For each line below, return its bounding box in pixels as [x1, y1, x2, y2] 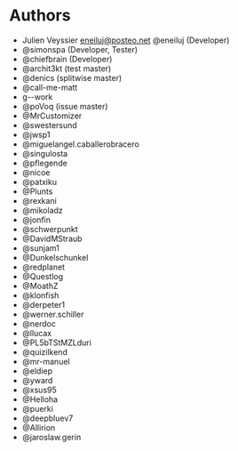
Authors [9, 5, 71, 26]
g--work [21, 91, 53, 102]
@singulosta [21, 148, 68, 158]
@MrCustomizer [21, 110, 83, 121]
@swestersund [21, 119, 77, 130]
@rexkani [21, 195, 58, 205]
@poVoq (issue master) [21, 101, 108, 111]
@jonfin [21, 214, 52, 225]
